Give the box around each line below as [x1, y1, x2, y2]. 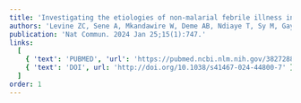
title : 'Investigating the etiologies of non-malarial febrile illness [9, 13, 282, 22]
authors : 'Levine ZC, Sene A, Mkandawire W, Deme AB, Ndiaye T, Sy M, [9, 21, 279, 30]
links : [9, 38, 34, 47]
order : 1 [9, 80, 42, 89]
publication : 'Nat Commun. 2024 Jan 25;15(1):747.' [9, 30, 206, 39]
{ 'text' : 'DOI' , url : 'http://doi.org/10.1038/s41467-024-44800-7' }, [25, 64, 298, 73]
